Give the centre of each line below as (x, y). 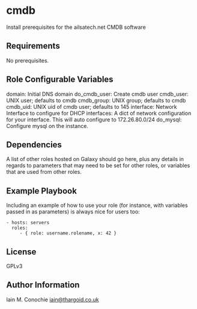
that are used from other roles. (44, 172)
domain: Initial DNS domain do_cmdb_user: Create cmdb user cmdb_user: (98, 94)
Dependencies (34, 145)
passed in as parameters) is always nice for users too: (73, 212)
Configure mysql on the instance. (47, 126)
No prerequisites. (28, 60)
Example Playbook (41, 191)
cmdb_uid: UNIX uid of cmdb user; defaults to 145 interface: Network (92, 106)
